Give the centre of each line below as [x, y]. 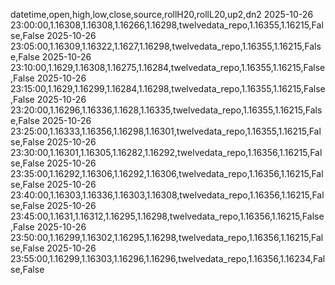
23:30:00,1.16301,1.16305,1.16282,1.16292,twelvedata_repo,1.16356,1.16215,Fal [166, 152]
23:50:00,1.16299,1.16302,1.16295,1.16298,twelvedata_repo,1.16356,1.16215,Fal [167, 237]
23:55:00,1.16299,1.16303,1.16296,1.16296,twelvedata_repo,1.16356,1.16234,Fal [168, 258]
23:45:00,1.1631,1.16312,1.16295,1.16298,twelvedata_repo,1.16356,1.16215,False [167, 216]
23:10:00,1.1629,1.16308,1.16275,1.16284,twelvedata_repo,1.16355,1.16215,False [168, 67]
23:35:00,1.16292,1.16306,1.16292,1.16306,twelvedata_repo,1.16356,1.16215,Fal [167, 173]
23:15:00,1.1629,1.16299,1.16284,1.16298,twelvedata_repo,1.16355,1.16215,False [168, 88]
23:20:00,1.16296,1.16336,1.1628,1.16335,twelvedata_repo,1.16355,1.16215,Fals [166, 110]
